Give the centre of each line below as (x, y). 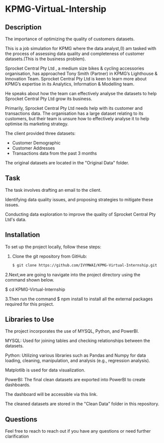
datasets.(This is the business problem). (46, 59)
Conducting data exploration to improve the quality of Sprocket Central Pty (80, 214)
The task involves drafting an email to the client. (53, 190)
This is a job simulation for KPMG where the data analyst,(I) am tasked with (81, 48)
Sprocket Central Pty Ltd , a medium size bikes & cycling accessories (75, 68)
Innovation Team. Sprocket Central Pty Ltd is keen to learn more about (76, 79)
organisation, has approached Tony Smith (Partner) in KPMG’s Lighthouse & (81, 74)
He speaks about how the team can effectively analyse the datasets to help (81, 93)
